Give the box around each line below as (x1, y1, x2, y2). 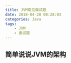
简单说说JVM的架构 (5, 50, 66, 59)
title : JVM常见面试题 (5, 7, 46, 12)
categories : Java (5, 16, 41, 21)
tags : (5, 21, 16, 26)
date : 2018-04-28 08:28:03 (5, 12, 61, 17)
